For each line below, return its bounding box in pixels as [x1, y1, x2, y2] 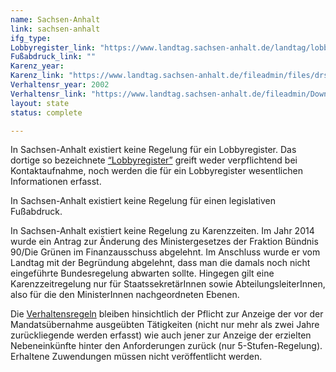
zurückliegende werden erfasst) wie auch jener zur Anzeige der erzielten [10, 329, 312, 341]
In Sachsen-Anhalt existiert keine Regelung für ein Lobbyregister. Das [10, 144, 297, 156]
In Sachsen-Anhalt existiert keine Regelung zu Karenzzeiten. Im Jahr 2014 [10, 225, 315, 237]
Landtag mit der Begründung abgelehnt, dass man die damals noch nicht [10, 257, 311, 269]
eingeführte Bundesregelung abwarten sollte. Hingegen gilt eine [10, 267, 275, 280]
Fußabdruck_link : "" [10, 52, 97, 62]
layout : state [10, 98, 70, 108]
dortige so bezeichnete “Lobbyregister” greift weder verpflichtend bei [10, 154, 298, 166]
